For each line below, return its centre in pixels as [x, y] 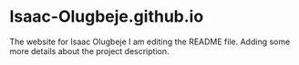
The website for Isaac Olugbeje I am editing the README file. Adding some [150, 42]
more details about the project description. [89, 51]
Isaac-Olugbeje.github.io [107, 17]
